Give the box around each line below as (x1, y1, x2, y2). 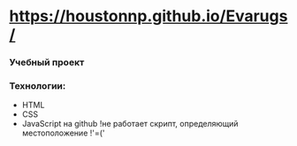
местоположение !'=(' (21, 128, 105, 138)
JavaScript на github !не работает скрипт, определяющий (21, 119, 239, 129)
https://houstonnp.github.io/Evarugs (9, 6, 288, 26)
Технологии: (9, 80, 66, 92)
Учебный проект (9, 56, 85, 69)
